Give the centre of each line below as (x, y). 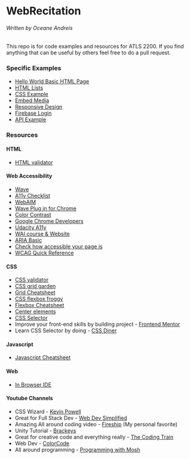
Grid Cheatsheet (35, 293)
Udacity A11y (30, 228)
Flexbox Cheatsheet (39, 305)
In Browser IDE (33, 384)
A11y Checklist (33, 196)
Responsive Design (39, 106)
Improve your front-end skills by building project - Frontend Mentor (97, 325)
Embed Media (32, 100)
